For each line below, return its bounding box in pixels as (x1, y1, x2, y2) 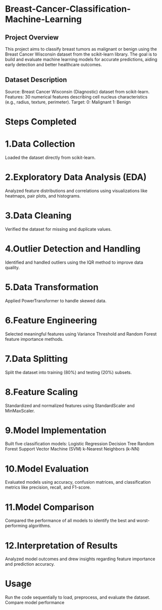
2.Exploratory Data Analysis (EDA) (5, 172, 147, 183)
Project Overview (5, 33, 59, 41)
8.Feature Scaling (5, 386, 78, 397)
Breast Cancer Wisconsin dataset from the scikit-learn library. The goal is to (5, 51, 157, 57)
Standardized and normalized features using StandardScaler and (5, 402, 135, 408)
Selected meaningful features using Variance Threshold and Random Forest (5, 331, 157, 337)
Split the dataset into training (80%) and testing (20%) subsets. (5, 369, 132, 375)
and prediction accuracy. (5, 561, 55, 567)
